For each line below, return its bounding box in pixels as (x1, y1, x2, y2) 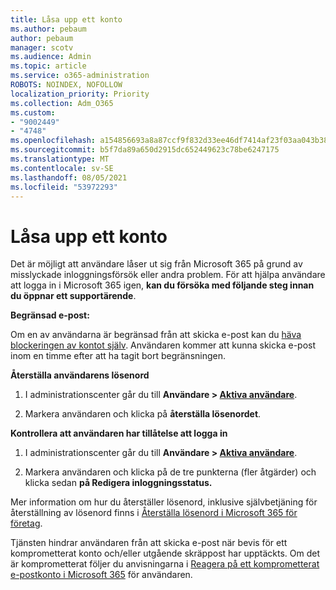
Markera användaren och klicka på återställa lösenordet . (24, 408, 262, 420)
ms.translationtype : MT (10, 154, 110, 164)
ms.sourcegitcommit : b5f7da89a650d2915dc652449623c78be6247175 (10, 145, 280, 155)
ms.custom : (10, 107, 56, 118)
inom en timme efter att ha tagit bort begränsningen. (10, 350, 227, 362)
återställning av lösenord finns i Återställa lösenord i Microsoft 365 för (10, 507, 298, 519)
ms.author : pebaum (10, 24, 87, 34)
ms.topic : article (10, 61, 87, 71)
